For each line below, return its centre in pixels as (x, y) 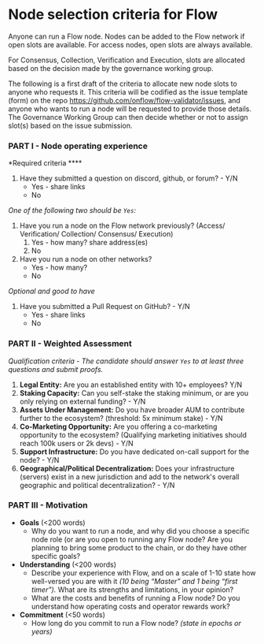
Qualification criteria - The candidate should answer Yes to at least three (126, 361)
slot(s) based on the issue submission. (70, 125)
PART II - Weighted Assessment (70, 344)
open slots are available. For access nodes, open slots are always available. (130, 44)
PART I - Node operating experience (78, 146)
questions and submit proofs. (56, 369)
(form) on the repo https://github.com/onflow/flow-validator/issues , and (125, 100)
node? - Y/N (39, 460)
